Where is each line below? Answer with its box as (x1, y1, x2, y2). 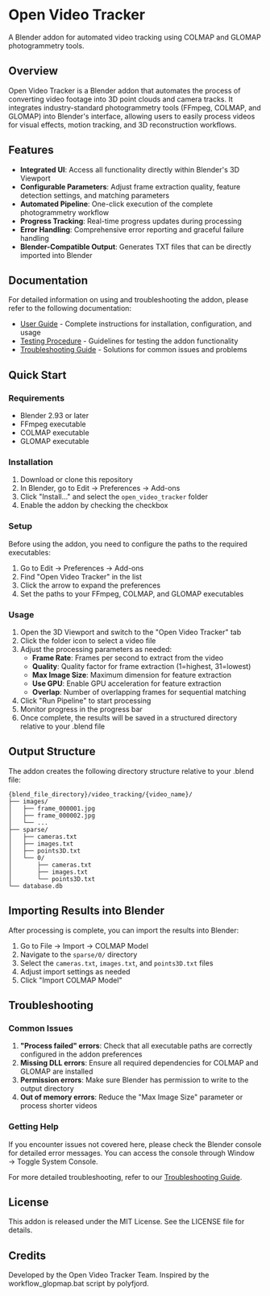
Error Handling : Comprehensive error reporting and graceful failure (19, 224, 244, 235)
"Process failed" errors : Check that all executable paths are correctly (19, 1041, 252, 1051)
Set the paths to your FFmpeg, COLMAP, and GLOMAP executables (19, 588, 244, 598)
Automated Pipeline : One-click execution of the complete (19, 199, 214, 209)
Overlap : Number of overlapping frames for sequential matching (31, 687, 247, 696)
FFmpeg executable (19, 419, 86, 429)
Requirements (8, 393, 65, 404)
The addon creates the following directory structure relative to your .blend (8, 766, 255, 775)
